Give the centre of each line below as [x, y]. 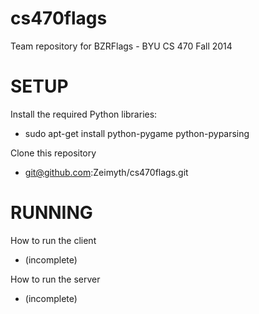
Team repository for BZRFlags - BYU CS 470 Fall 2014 [121, 46]
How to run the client [53, 240]
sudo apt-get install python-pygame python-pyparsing [137, 133]
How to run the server [55, 279]
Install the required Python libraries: [84, 114]
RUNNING [51, 213]
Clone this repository [53, 153]
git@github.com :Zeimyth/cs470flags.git [106, 172]
